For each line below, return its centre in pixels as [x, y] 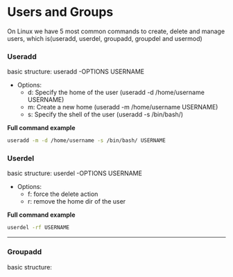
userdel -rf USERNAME [38, 228]
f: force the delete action [63, 194]
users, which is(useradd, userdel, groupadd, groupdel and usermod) [105, 38]
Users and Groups [60, 12]
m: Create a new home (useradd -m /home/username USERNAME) [123, 107]
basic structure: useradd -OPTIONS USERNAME [76, 72]
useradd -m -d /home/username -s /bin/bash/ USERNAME [87, 141]
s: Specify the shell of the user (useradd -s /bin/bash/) [105, 114]
